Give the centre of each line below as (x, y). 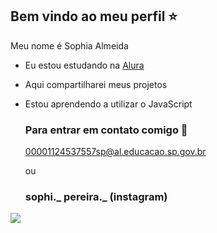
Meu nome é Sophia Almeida (69, 45)
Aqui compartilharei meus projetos (96, 84)
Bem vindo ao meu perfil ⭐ (94, 16)
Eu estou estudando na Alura (84, 65)
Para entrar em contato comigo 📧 (106, 130)
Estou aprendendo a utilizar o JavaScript (108, 104)
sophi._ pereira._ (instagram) (96, 197)
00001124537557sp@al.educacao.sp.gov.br (115, 152)
